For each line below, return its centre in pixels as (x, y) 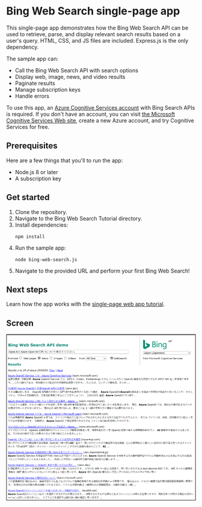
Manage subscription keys (48, 89)
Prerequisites (32, 146)
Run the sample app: (40, 248)
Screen (20, 323)
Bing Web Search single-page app (93, 11)
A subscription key (38, 178)
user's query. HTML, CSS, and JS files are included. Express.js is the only (97, 40)
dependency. (23, 47)
